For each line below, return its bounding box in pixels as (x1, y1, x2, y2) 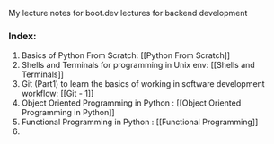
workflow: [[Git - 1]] (21, 89, 94, 99)
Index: (8, 30, 37, 42)
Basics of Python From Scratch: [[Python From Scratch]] (21, 50, 231, 61)
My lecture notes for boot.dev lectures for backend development (8, 8, 248, 18)
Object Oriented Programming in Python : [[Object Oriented (21, 97, 242, 108)
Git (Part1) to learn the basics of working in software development (21, 79, 266, 89)
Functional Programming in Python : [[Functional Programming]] (21, 116, 259, 128)
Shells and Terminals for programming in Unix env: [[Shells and (21, 60, 255, 71)
